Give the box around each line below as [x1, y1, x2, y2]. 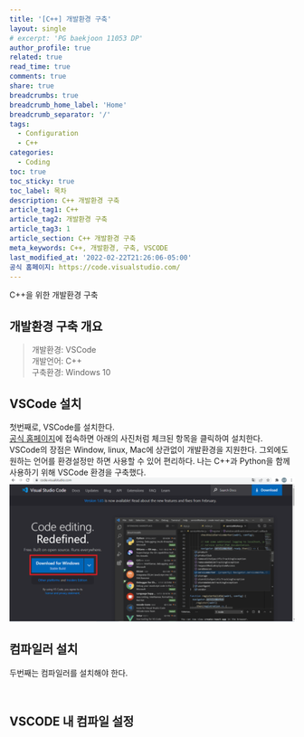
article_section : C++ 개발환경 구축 [9, 234, 137, 243]
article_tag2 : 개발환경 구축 [9, 215, 109, 224]
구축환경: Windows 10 [31, 367, 111, 378]
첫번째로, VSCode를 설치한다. [9, 421, 115, 432]
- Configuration [17, 129, 79, 138]
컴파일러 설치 [9, 642, 79, 657]
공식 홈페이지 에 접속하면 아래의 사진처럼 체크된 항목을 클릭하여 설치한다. [9, 433, 263, 443]
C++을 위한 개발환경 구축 [9, 289, 99, 300]
